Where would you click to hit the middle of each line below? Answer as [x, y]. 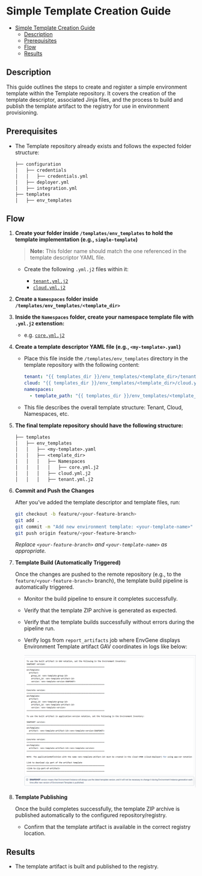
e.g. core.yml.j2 [44, 335]
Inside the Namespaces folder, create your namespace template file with [104, 317]
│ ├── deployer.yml [42, 182]
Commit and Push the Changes [54, 490]
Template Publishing [41, 797]
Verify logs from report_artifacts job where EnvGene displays [102, 640]
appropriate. [30, 551]
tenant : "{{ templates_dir [58, 377]
